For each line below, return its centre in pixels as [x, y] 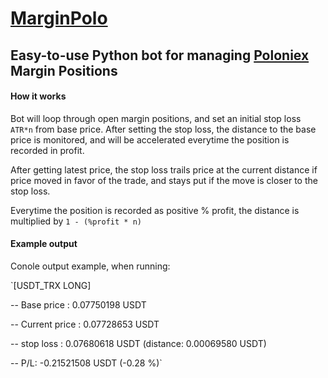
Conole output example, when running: [90, 266]
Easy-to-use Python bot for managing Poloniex [160, 55]
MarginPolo [59, 18]
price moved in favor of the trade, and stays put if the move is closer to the [164, 180]
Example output [44, 244]
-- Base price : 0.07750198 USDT [78, 304]
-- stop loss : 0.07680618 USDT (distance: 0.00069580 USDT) [138, 343]
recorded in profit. [47, 150]
